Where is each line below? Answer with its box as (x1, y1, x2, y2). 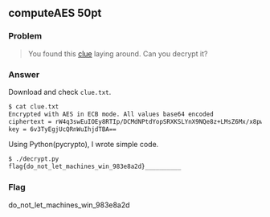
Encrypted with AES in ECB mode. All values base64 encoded (8, 110, 215, 118)
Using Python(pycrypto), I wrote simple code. (8, 140, 159, 149)
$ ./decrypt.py (8, 155, 59, 163)
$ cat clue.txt (8, 102, 59, 111)
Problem (8, 31, 43, 42)
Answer (8, 68, 40, 80)
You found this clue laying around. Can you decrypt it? (27, 48, 208, 59)
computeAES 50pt (8, 6, 102, 20)
